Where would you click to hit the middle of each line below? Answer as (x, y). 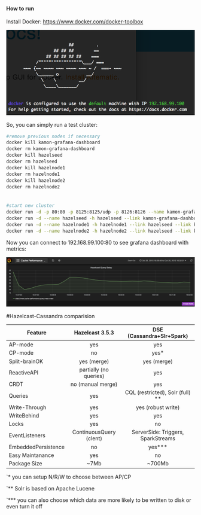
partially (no (94, 369)
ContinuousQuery (94, 432)
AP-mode (21, 345)
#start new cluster (31, 206)
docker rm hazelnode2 (33, 187)
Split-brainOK (26, 361)
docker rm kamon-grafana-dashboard (51, 149)
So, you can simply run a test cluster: (52, 124)
